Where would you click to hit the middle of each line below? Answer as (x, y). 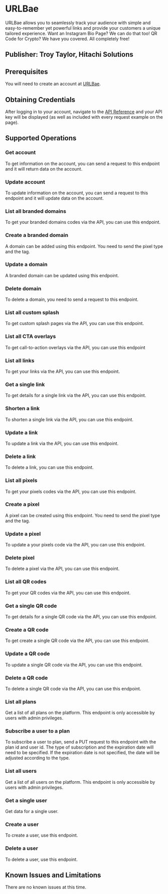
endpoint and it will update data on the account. (54, 198)
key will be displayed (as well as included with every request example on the (84, 117)
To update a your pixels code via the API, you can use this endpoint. (75, 545)
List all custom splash (32, 312)
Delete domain (23, 288)
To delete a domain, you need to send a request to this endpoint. (72, 299)
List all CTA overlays (31, 337)
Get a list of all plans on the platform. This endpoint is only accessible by (80, 713)
